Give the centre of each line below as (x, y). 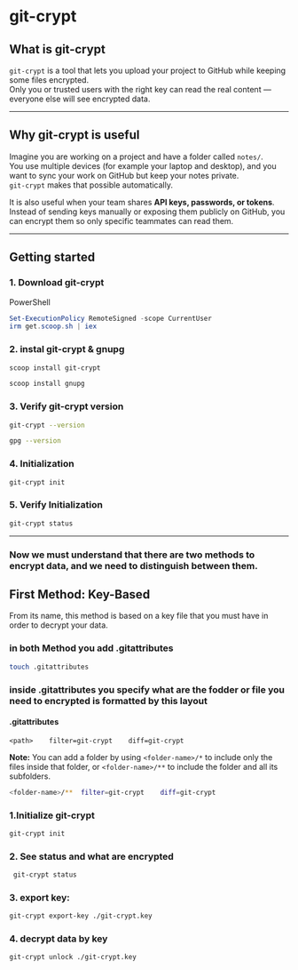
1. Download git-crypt (57, 283)
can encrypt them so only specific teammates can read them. (122, 220)
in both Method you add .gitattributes (92, 648)
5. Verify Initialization (56, 505)
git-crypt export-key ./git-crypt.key (81, 916)
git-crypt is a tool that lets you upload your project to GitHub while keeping (148, 70)
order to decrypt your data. (59, 625)
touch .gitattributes (49, 667)
